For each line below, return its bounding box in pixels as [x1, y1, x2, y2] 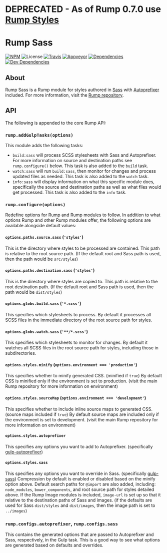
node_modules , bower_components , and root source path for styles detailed [5, 486, 154, 492]
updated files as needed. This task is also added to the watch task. [12, 174, 149, 180]
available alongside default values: [5, 223, 76, 229]
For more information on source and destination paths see [12, 158, 132, 164]
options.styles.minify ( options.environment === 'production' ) [5, 361, 137, 367]
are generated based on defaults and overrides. [5, 542, 103, 548]
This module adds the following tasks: [5, 143, 83, 149]
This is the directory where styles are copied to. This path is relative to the [5, 278, 158, 284]
